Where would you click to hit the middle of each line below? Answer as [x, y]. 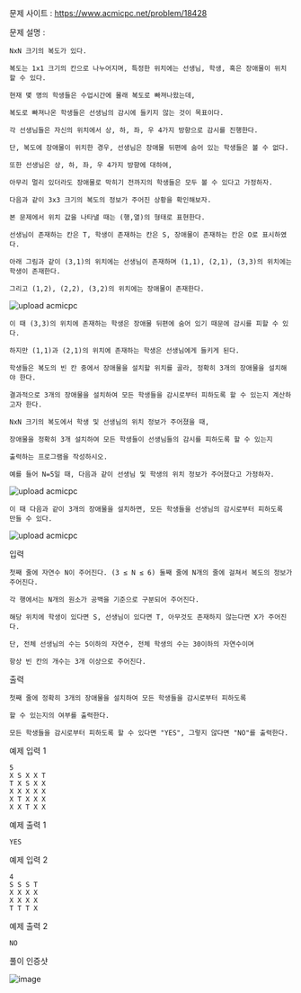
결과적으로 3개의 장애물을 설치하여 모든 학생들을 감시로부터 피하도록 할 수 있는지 [139, 395]
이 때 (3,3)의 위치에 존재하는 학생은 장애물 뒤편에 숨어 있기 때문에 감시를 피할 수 [144, 324]
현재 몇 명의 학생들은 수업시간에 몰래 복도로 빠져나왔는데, [102, 95]
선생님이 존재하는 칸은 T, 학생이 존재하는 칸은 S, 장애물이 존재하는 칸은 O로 [134, 235]
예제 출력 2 [28, 926]
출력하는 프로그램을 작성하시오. [58, 457]
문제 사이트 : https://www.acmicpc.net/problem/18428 [108, 13]
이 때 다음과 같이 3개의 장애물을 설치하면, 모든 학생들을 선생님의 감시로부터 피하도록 [146, 509]
